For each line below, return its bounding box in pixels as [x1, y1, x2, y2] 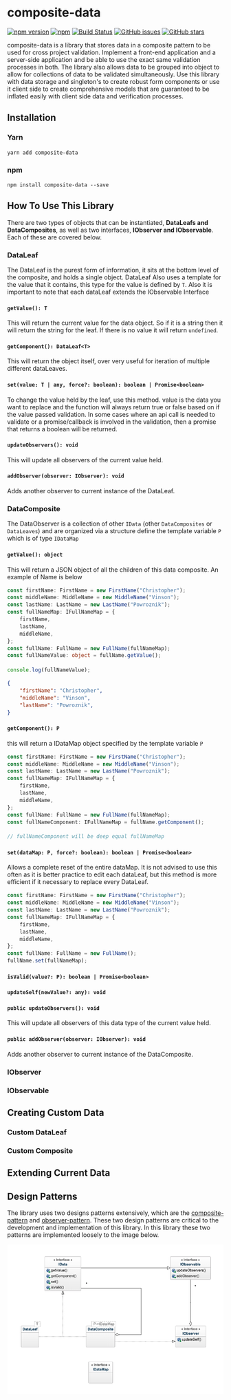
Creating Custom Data [7, 1106, 104, 1119]
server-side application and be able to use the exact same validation [7, 55, 201, 63]
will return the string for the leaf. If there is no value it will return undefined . [7, 326, 219, 334]
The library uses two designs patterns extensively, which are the [7, 1209, 190, 1217]
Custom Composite [7, 1145, 74, 1155]
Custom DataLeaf [7, 1127, 67, 1137]
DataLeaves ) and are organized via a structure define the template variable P [7, 527, 221, 535]
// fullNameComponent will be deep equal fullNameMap [7, 833, 165, 840]
